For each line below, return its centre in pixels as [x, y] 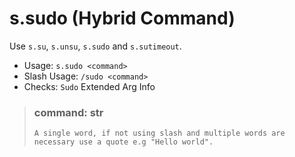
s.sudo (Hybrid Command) [122, 18]
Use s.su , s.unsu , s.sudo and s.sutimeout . [95, 46]
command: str [68, 112]
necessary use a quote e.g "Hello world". [123, 142]
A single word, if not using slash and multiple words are [159, 133]
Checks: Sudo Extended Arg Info [89, 86]
